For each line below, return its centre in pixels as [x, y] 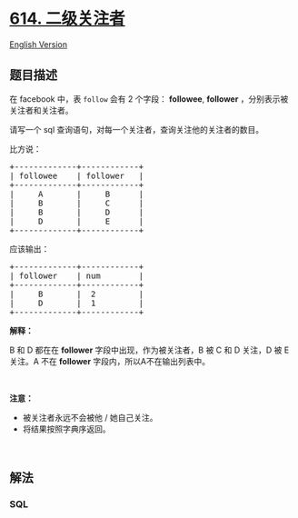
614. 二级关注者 [67, 19]
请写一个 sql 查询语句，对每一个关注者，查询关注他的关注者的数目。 [137, 129]
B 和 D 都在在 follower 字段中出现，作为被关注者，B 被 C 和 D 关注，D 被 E [149, 350]
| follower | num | [77, 275]
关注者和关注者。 [41, 110]
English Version [39, 44]
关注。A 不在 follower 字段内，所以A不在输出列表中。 [110, 361]
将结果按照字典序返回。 [66, 429]
